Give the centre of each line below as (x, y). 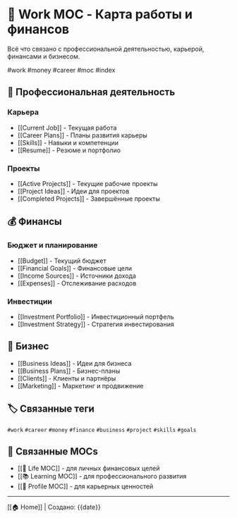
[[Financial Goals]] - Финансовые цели (75, 268)
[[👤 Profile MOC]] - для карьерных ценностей (85, 486)
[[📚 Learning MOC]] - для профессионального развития (102, 476)
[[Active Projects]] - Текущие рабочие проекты (87, 183)
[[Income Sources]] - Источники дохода (77, 276)
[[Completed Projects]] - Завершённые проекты (89, 198)
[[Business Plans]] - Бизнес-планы (69, 371)
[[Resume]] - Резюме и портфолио (69, 150)
